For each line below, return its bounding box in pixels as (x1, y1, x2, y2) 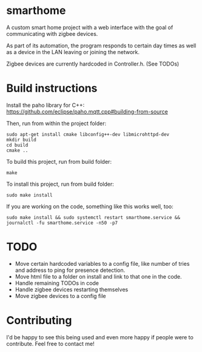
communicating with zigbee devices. (6, 30, 98, 37)
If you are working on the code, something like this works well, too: (6, 203, 174, 210)
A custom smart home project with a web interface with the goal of (6, 24, 173, 31)
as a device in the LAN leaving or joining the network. (6, 48, 140, 55)
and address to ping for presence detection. (15, 266, 126, 274)
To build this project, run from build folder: (6, 158, 112, 165)
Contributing (6, 314, 72, 327)
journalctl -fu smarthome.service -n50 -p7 (6, 220, 118, 226)
